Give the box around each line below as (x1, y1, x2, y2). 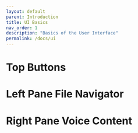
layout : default (6, 8, 45, 15)
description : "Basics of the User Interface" (6, 30, 118, 36)
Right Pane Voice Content (6, 114, 133, 127)
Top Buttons (6, 61, 66, 74)
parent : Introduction (6, 14, 59, 20)
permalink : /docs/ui (6, 36, 56, 41)
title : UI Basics (6, 19, 48, 25)
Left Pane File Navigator (6, 87, 124, 101)
